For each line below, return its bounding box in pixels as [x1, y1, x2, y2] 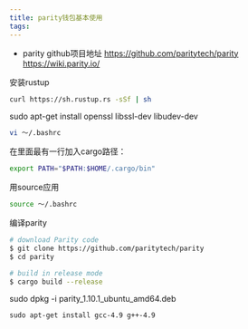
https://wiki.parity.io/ [22, 58, 100, 69]
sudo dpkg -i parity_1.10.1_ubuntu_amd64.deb [9, 294, 176, 305]
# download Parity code [9, 236, 100, 245]
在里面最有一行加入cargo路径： [9, 146, 127, 157]
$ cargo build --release [9, 277, 103, 286]
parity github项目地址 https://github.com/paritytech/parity [22, 47, 239, 59]
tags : [9, 22, 30, 31]
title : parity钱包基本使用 [9, 13, 103, 23]
